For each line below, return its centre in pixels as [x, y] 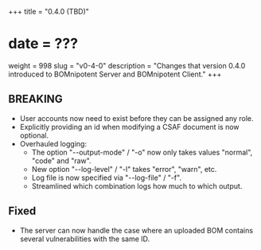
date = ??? [43, 44]
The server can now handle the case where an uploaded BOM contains [136, 230]
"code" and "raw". [61, 160]
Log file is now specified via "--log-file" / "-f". [106, 178]
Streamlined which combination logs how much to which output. [137, 186]
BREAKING [35, 99]
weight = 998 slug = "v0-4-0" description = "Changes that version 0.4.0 [127, 65]
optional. [34, 135]
